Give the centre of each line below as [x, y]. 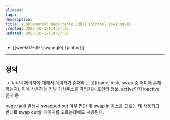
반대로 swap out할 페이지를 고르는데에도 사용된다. [55, 112]
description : [19, 19]
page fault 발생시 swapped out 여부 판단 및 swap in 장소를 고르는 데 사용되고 [82, 106]
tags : [11, 15]
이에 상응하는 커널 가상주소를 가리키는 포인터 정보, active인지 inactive [91, 89]
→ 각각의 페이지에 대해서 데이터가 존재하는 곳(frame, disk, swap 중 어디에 [79, 82]
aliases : [14, 10]
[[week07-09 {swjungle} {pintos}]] [49, 48]
